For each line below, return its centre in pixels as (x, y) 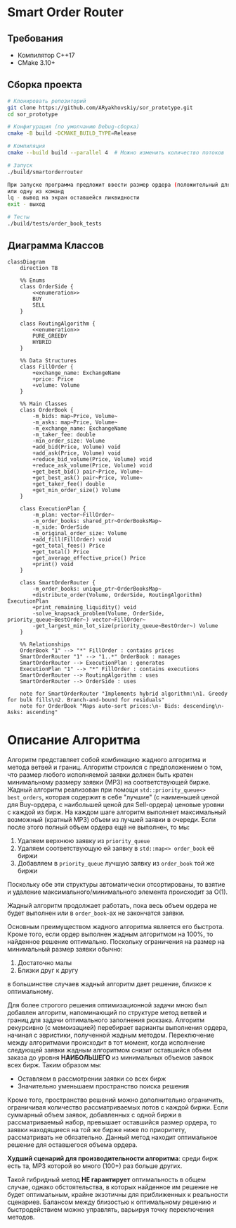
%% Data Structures (48, 360)
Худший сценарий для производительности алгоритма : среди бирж (113, 1158)
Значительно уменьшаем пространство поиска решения (103, 1086)
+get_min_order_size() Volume (77, 490)
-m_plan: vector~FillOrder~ (73, 515)
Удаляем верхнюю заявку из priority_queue (84, 840)
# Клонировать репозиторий (47, 101)
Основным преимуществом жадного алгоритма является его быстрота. (116, 926)
